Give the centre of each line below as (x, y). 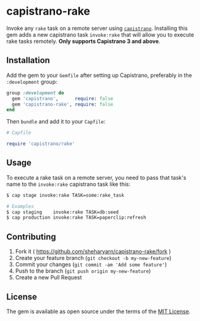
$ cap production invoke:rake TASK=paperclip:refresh (76, 218)
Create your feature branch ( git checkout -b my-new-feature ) (93, 258)
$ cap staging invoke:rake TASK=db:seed (63, 212)
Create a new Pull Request (49, 278)
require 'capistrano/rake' (41, 144)
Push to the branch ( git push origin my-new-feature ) (83, 271)
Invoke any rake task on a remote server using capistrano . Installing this (97, 28)
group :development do (35, 93)
